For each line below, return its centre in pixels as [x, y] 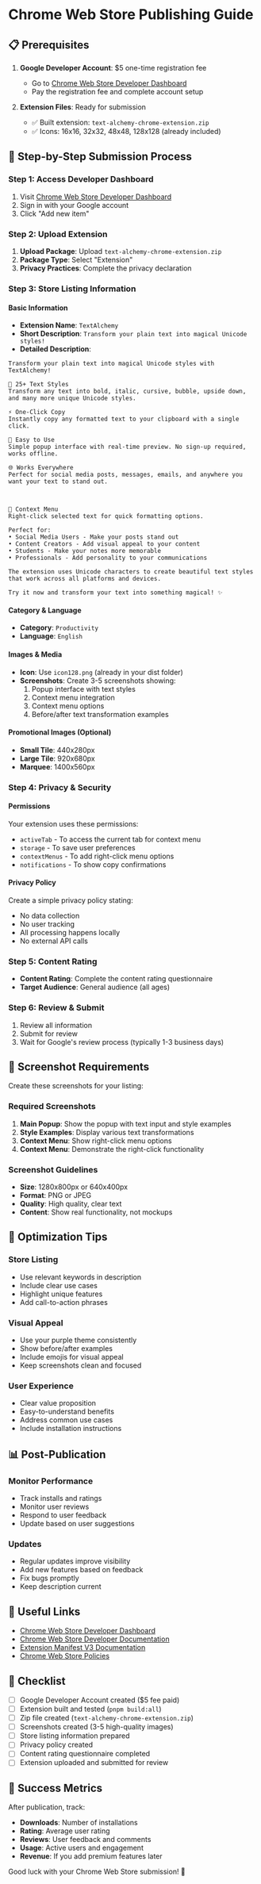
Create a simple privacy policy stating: [71, 900]
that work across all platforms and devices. [84, 579]
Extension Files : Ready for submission [83, 107]
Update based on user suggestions [77, 1524]
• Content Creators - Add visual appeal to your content [104, 544]
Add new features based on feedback [81, 1570]
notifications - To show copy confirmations [93, 864]
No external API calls [54, 941]
